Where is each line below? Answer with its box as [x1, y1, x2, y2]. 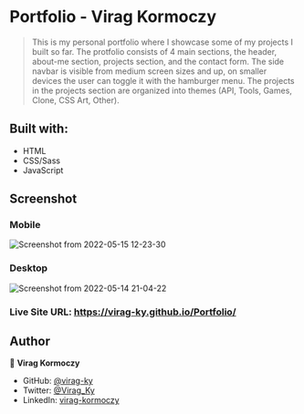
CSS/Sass [22, 155, 61, 166]
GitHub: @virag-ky [22, 376, 93, 387]
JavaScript [22, 164, 64, 175]
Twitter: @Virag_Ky [22, 385, 96, 396]
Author [9, 334, 50, 349]
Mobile [9, 219, 41, 232]
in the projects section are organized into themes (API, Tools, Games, [31, 85, 292, 96]
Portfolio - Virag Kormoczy [9, 6, 217, 27]
